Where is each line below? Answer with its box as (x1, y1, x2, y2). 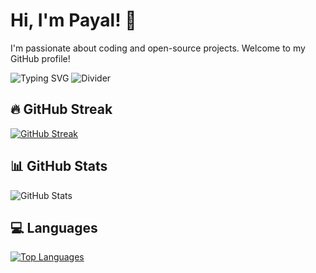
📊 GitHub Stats (10, 158, 108, 175)
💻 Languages (10, 219, 98, 236)
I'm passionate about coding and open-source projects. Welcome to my (10, 42, 306, 54)
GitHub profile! (10, 52, 71, 64)
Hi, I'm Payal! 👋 (10, 9, 137, 32)
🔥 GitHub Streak (10, 101, 113, 118)
